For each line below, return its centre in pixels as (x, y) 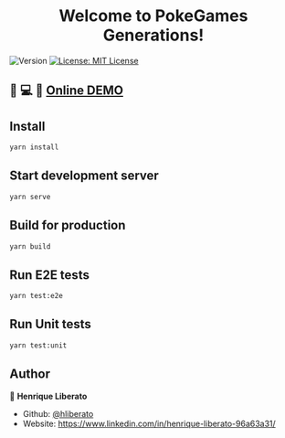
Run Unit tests (50, 324)
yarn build (30, 246)
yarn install (34, 147)
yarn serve (30, 197)
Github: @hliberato (58, 413)
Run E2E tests (49, 275)
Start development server (84, 176)
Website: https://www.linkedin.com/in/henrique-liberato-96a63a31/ (149, 423)
